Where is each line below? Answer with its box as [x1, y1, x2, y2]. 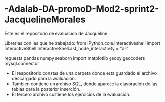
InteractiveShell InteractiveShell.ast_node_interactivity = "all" [4, 45, 129, 51]
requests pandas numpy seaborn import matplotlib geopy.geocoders [4, 55, 145, 61]
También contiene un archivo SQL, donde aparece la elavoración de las [11, 81, 158, 87]
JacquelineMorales [4, 14, 86, 25]
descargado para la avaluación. [11, 75, 76, 81]
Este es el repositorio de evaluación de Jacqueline [4, 30, 108, 36]
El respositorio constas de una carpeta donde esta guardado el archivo [11, 70, 157, 76]
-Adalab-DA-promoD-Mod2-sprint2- [4, 3, 159, 15]
